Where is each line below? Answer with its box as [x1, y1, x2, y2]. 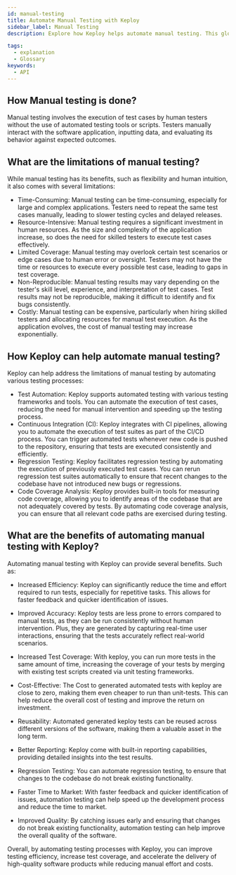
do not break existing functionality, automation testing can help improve [17, 823, 225, 832]
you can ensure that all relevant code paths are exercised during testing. [17, 510, 228, 518]
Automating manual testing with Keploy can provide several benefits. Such [7, 559, 223, 567]
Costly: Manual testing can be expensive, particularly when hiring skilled [17, 308, 228, 316]
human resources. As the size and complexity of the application [17, 225, 202, 234]
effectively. [17, 240, 50, 249]
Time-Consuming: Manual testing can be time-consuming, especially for [17, 196, 228, 204]
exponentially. [17, 330, 58, 338]
